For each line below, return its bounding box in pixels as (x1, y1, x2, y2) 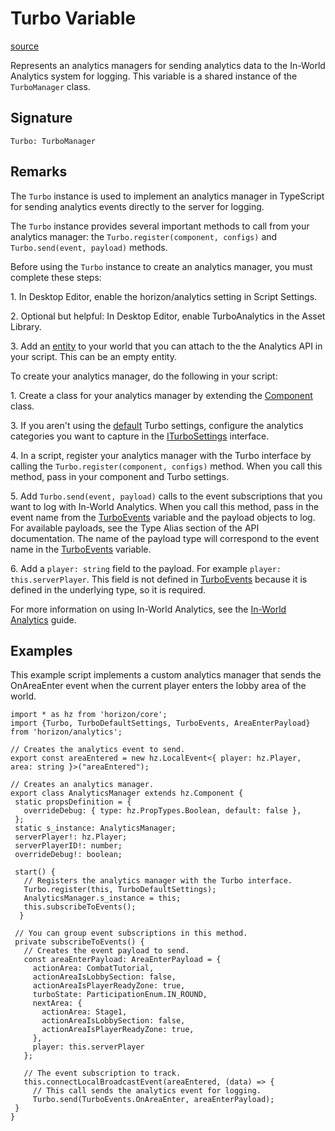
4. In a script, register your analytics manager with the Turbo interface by (10, 449, 312, 461)
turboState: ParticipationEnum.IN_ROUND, (32, 990, 208, 1000)
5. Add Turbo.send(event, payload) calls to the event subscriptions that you (10, 490, 323, 502)
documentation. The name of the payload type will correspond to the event (10, 532, 320, 544)
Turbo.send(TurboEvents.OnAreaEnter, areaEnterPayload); (32, 1095, 275, 1105)
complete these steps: (10, 271, 102, 283)
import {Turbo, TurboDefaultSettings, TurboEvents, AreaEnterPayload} (10, 718, 311, 729)
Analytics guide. (10, 613, 77, 626)
